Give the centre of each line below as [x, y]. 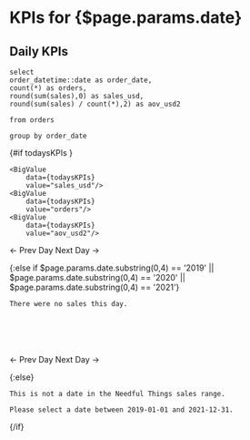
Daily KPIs [39, 51]
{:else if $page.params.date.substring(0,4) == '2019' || [112, 268]
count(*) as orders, [49, 88]
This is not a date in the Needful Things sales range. [117, 394]
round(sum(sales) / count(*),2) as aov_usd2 [95, 104]
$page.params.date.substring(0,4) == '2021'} [95, 287]
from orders [32, 120]
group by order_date [49, 136]
